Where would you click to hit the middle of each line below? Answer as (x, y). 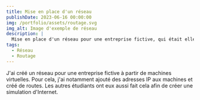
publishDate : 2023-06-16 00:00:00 (49, 17)
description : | (25, 34)
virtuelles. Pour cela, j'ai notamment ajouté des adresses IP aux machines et (99, 79)
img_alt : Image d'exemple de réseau (51, 28)
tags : (13, 45)
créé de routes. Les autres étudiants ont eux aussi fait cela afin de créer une (100, 85)
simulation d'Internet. (32, 92)
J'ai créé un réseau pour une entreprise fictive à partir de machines (89, 73)
